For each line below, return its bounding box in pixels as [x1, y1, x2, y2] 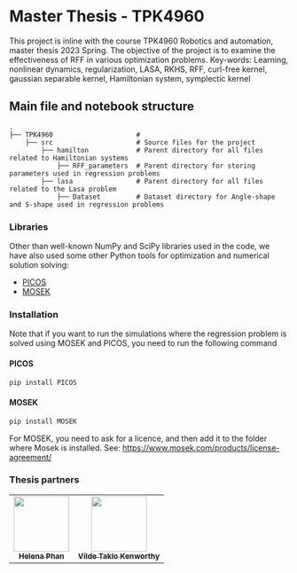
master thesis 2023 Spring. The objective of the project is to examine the [9, 44, 277, 55]
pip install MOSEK [9, 417, 77, 426]
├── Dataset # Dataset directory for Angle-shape [56, 192, 276, 201]
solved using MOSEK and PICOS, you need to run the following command [9, 338, 277, 349]
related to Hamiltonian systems [9, 153, 129, 162]
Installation [9, 308, 59, 320]
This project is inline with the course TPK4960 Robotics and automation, [9, 35, 274, 46]
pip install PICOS [9, 378, 77, 387]
